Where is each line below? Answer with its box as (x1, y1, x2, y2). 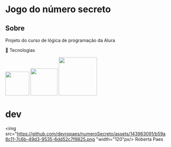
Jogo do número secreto (5, 4, 111, 15)
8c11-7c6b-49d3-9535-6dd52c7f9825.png (5, 136, 95, 142)
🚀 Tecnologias (5, 47, 35, 53)
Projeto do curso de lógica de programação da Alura (5, 37, 116, 43)
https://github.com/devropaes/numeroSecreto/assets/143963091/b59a (17, 131, 166, 137)
